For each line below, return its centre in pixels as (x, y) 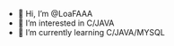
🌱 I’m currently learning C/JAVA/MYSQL (91, 32)
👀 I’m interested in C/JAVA (66, 23)
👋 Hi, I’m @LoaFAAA (55, 14)
